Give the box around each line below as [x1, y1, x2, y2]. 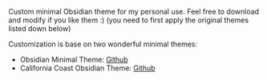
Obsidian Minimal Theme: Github [19, 55, 128, 64]
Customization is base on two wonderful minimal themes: [8, 39, 198, 49]
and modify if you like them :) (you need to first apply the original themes [8, 15, 249, 25]
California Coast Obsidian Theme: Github [19, 63, 156, 73]
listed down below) [8, 24, 71, 33]
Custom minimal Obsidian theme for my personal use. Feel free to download [8, 7, 259, 16]
